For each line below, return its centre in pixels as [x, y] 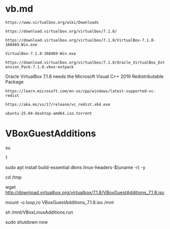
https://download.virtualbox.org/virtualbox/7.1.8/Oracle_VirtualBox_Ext [85, 62]
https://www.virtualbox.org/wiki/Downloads [52, 22]
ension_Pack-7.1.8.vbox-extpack [39, 67]
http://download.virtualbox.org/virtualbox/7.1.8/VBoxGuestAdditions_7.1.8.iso [85, 192]
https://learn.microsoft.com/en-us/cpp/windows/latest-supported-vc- [81, 91]
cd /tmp [13, 177]
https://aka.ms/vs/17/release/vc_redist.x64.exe [58, 104]
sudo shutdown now [27, 222]
